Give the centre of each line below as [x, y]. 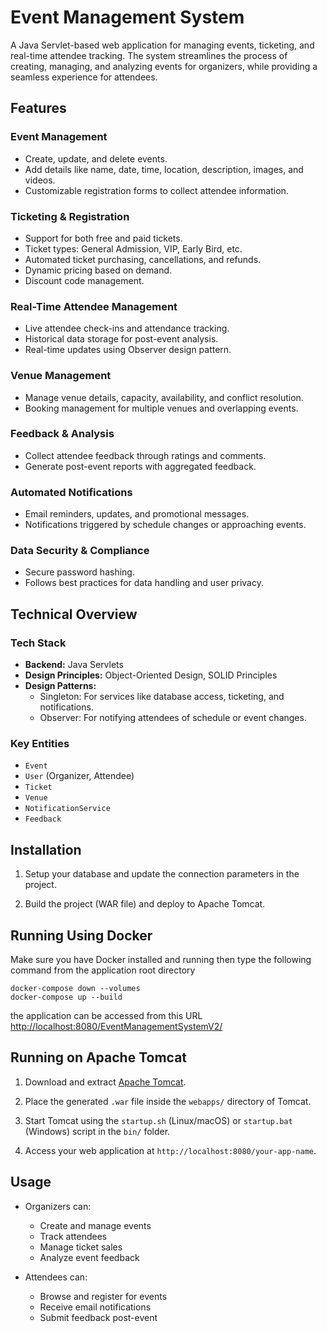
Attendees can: [56, 1277]
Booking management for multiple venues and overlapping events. [161, 408]
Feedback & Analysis [62, 434]
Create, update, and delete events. [96, 158]
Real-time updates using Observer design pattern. [128, 350]
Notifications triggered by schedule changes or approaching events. [165, 525]
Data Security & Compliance [80, 551]
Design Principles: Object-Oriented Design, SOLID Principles [151, 675]
